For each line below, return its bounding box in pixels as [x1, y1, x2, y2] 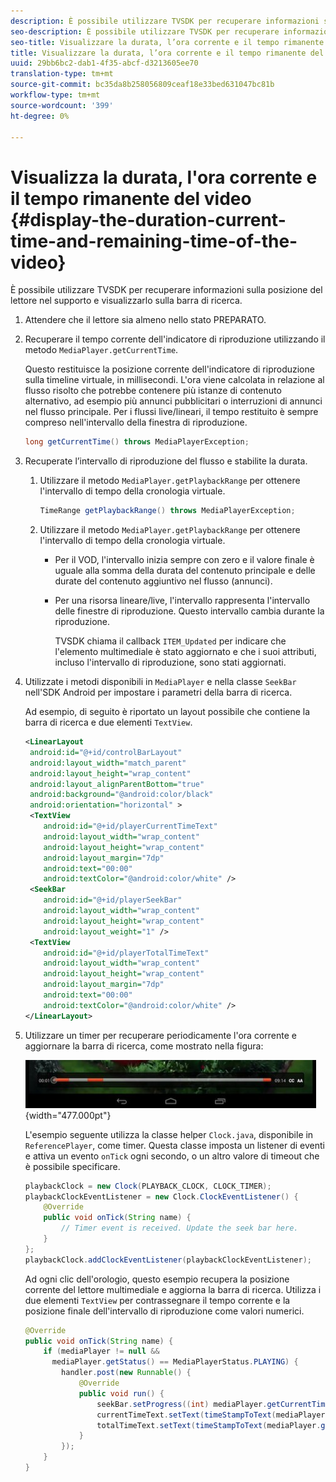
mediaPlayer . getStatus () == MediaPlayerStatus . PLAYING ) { [51, 1357, 299, 1367]
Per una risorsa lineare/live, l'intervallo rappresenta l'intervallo [54, 595, 311, 607]
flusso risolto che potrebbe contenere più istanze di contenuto [24, 385, 282, 397]
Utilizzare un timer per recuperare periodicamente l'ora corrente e [24, 1029, 297, 1041]
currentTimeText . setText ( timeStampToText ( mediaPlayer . [96, 1410, 330, 1420]
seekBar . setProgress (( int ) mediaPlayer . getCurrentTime [96, 1399, 330, 1409]
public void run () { [78, 1388, 165, 1399]
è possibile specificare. [24, 1160, 121, 1172]
